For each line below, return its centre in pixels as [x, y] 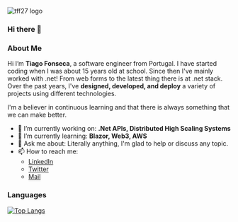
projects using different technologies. [62, 94]
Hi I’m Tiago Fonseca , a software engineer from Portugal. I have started [112, 64]
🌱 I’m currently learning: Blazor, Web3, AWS [82, 136]
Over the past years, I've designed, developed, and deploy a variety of [112, 86]
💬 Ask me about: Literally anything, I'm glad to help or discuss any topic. [123, 144]
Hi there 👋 [25, 29]
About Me [25, 48]
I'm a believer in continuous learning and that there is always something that [119, 107]
